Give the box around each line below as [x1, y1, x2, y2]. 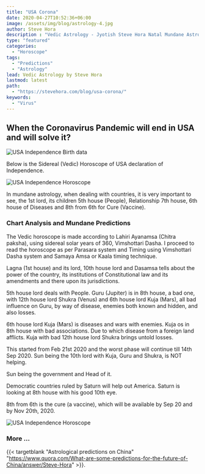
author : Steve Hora [6, 26, 56, 32]
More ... [6, 434, 31, 443]
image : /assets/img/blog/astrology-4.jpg [6, 20, 113, 26]
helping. [6, 358, 27, 366]
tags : [6, 55, 20, 61]
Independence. [6, 167, 45, 175]
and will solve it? [6, 132, 71, 143]
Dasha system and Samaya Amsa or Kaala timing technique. [6, 252, 157, 260]
